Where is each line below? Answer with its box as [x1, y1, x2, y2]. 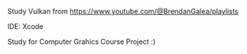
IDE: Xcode [7, 22, 44, 31]
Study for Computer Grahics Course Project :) [7, 37, 156, 46]
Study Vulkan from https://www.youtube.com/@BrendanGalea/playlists [7, 7, 238, 16]
